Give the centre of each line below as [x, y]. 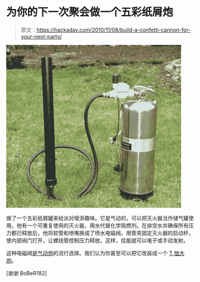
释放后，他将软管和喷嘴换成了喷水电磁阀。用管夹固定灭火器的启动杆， [108, 233]
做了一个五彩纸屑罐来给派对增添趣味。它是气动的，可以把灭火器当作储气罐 [97, 218]
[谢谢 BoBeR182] [26, 273]
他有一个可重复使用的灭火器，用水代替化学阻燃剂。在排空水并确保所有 [102, 225]
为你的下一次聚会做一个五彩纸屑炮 [90, 12]
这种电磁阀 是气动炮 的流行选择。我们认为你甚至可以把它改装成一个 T [89, 253]
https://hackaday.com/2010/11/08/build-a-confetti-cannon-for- [114, 30]
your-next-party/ [41, 36]
